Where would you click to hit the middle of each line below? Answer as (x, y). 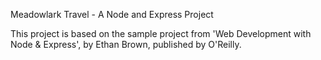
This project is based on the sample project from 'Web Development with (161, 33)
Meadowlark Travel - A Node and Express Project (112, 14)
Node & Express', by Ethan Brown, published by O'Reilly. (126, 44)
